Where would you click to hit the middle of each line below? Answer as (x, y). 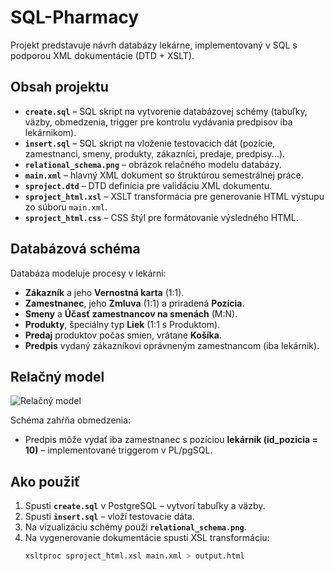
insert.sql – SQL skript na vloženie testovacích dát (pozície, (150, 143)
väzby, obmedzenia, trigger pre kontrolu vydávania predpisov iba (158, 122)
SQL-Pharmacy (75, 17)
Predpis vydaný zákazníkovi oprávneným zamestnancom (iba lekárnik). (172, 345)
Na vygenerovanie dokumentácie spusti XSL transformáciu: (147, 538)
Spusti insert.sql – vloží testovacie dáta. (109, 517)
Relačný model (57, 376)
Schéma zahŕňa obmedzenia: (71, 420)
